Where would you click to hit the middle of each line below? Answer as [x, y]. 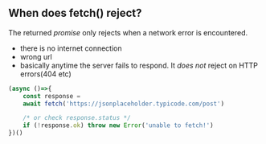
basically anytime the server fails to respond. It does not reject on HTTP [139, 65]
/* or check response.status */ [77, 118]
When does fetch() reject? [75, 13]
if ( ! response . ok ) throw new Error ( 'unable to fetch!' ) [119, 125]
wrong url [36, 56]
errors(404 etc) [46, 74]
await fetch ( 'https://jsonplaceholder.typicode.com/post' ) [124, 104]
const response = [52, 96]
